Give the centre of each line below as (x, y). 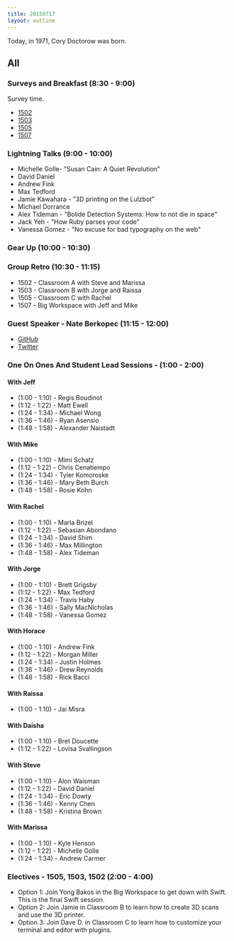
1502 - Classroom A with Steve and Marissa (81, 282)
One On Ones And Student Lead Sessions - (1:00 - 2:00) (106, 365)
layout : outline (31, 21)
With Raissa (26, 693)
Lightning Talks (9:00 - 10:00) (60, 154)
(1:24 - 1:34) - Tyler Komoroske (63, 475)
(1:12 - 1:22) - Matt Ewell (53, 405)
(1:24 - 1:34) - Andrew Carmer (62, 858)
